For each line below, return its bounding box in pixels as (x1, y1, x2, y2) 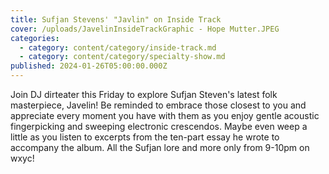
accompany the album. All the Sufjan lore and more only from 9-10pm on (10, 142, 310, 153)
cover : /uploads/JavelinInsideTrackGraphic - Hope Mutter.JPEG (10, 24, 280, 34)
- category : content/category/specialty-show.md (19, 52, 226, 62)
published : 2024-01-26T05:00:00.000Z (10, 61, 168, 71)
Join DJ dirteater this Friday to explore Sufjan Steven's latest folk (10, 89, 278, 100)
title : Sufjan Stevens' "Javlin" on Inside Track (10, 14, 222, 25)
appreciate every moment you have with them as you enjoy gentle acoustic (10, 110, 320, 121)
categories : (10, 33, 60, 43)
